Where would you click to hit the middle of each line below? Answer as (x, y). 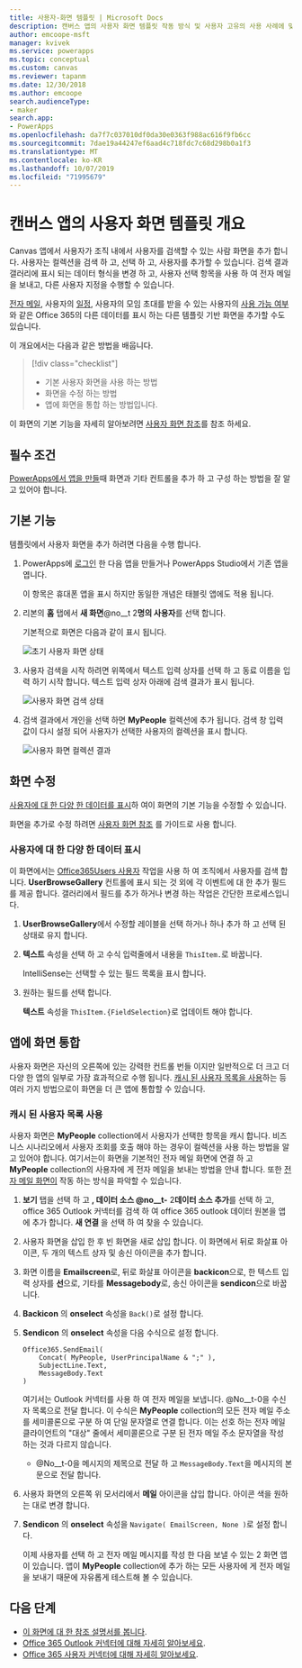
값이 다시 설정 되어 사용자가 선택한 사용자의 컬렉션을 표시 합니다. (135, 731)
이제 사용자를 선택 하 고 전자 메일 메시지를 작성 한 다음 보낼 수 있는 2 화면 (150, 1554)
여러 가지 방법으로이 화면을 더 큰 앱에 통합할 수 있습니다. (107, 1089)
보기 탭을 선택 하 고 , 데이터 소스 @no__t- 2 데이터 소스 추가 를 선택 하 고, (148, 1200)
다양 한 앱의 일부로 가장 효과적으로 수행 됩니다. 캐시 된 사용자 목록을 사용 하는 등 (148, 1077)
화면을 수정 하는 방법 (81, 394)
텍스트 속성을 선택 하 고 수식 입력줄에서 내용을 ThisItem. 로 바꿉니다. (142, 954)
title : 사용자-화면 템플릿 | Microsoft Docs (86, 18)
